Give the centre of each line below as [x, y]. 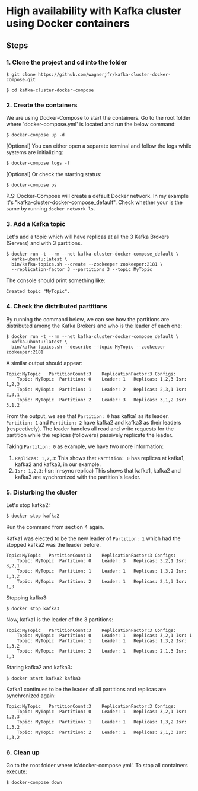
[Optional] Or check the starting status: [54, 174]
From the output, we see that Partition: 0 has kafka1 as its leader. [88, 416]
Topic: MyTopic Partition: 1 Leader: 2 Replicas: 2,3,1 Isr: [102, 390]
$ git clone [21, 74]
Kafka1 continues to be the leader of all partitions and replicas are [86, 690]
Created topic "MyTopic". [38, 292]
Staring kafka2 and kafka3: [39, 668]
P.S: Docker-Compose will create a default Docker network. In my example [97, 196]
